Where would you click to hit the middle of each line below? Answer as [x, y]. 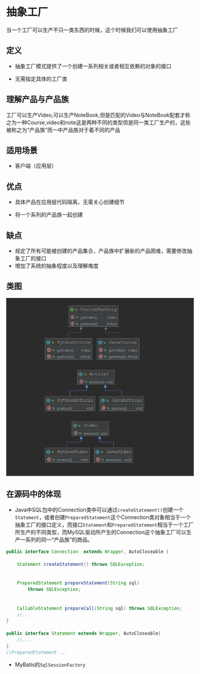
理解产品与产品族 [37, 99]
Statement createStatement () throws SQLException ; [81, 564]
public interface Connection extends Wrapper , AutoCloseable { [87, 552]
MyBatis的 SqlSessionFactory [50, 664]
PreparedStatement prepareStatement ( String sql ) [78, 583]
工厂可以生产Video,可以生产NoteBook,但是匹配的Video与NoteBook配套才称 [98, 115]
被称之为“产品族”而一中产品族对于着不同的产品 [63, 130]
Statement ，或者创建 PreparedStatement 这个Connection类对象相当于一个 [103, 517]
